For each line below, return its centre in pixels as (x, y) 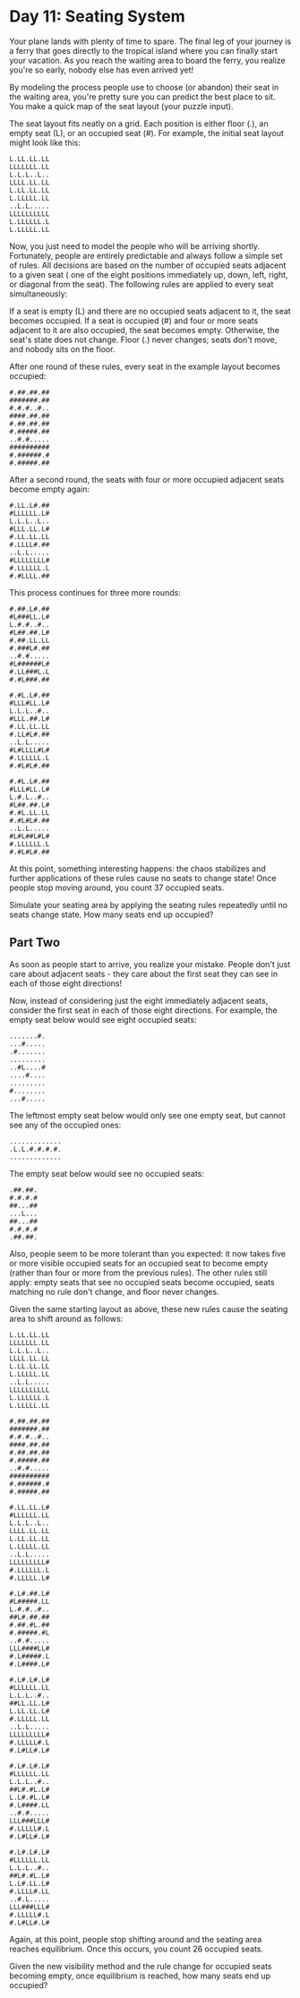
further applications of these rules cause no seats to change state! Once (143, 878)
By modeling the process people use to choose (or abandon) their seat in (144, 87)
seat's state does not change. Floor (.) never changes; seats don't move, (143, 339)
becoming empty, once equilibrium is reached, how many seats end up (140, 1976)
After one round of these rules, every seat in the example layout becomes (145, 366)
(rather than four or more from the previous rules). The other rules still (138, 1273)
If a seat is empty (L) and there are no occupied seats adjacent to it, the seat (150, 311)
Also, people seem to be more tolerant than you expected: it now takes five (148, 1253)
